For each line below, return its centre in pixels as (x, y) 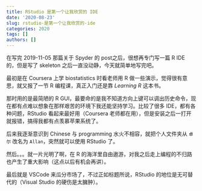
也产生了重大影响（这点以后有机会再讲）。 (58, 161)
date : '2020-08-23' (31, 17)
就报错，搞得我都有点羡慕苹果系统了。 (54, 121)
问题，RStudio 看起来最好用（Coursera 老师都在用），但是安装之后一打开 (101, 113)
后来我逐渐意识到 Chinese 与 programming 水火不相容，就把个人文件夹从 (97, 134)
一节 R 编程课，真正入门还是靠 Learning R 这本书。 (101, 86)
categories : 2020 (28, 29)
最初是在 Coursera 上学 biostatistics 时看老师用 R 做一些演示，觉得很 (92, 78)
